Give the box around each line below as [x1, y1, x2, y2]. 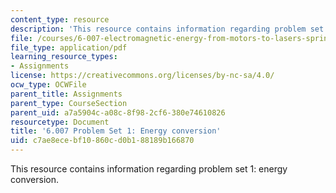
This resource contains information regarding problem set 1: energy [10, 163, 288, 175]
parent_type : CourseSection [10, 98, 128, 108]
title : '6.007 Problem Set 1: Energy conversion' [10, 126, 222, 136]
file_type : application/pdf [10, 42, 128, 53]
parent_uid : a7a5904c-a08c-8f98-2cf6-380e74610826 [10, 107, 226, 118]
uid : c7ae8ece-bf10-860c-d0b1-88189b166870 [10, 136, 195, 146]
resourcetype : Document [10, 117, 110, 127]
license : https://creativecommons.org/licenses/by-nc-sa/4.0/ [10, 71, 275, 81]
